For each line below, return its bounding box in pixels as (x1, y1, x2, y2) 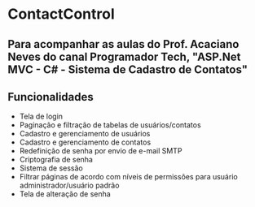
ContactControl (7, 5, 115, 24)
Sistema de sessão (19, 163, 83, 173)
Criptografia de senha (19, 155, 93, 165)
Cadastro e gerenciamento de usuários (19, 129, 151, 139)
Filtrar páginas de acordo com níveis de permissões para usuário (19, 172, 238, 182)
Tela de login (19, 111, 63, 122)
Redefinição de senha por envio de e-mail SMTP (19, 146, 182, 156)
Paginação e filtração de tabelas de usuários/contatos (19, 120, 201, 130)
